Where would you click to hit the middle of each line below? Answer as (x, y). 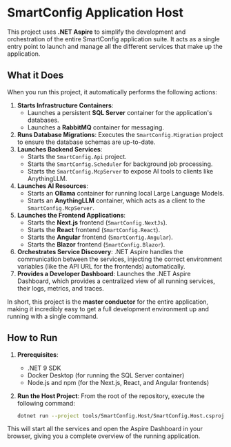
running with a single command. (53, 316)
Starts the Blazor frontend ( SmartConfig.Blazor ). (96, 244)
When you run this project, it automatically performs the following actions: (112, 92)
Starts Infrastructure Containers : (65, 105)
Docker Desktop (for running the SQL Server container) (106, 375)
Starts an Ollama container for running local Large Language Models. (126, 193)
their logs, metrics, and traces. (61, 288)
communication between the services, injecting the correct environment (120, 259)
